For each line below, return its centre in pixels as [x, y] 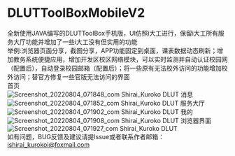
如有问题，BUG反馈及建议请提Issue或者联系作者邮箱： [86, 136]
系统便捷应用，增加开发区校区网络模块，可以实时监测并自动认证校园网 [127, 59]
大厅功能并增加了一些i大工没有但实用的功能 [75, 42]
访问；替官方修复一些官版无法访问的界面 [71, 77]
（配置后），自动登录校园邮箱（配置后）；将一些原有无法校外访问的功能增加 [114, 68]
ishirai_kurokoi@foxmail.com [48, 144]
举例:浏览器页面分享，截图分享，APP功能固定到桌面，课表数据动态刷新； [112, 50]
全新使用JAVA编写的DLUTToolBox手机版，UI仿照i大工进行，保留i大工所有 [113, 33]
